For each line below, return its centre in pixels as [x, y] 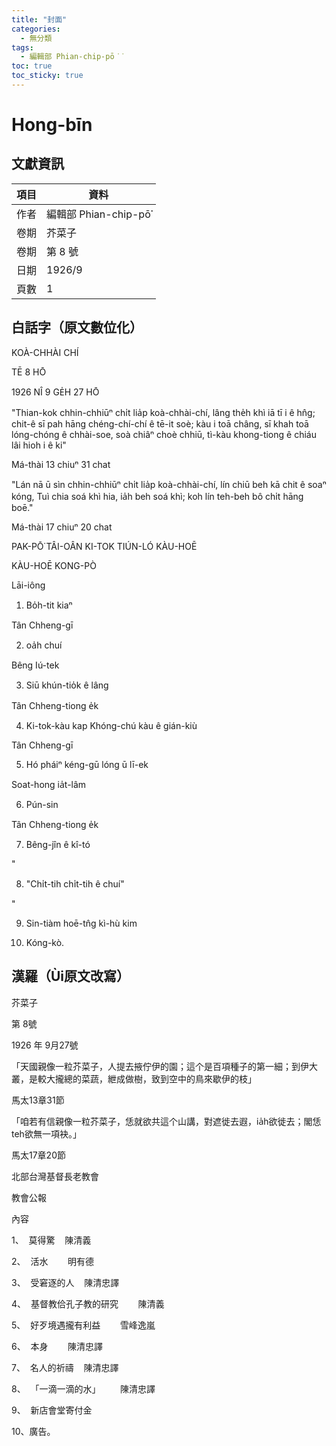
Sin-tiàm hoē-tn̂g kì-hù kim [81, 923]
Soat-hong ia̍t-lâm [49, 784]
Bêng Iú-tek [35, 665]
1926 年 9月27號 [45, 1045]
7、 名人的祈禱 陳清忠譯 [65, 1367]
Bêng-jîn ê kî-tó [58, 844]
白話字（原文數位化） [77, 327]
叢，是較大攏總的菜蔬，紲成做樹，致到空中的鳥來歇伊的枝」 [134, 1078]
